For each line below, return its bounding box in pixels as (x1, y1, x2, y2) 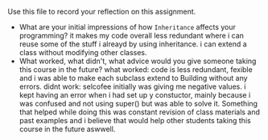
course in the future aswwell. (19, 124, 116, 134)
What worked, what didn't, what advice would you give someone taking (19, 56, 257, 66)
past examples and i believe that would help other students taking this (19, 116, 251, 125)
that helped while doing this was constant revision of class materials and (19, 107, 261, 117)
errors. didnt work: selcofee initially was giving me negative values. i (19, 82, 246, 91)
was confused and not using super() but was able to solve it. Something (19, 99, 258, 108)
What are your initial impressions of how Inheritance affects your (19, 22, 237, 31)
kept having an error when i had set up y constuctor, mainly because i (19, 90, 251, 99)
